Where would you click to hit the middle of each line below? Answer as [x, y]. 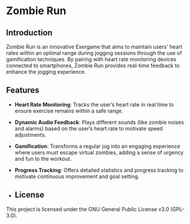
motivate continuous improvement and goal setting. [77, 176]
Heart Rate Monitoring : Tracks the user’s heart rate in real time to [94, 104]
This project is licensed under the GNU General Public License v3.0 [88, 209]
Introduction [29, 33]
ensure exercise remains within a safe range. [69, 111]
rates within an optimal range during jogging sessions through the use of [94, 53]
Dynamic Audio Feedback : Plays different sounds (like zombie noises [99, 122]
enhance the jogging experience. [46, 72]
